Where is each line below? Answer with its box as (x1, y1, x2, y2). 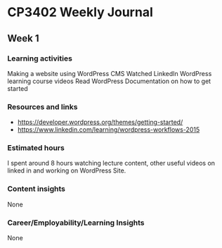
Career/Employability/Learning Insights (7, 218, 145, 228)
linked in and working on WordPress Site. (7, 166, 126, 175)
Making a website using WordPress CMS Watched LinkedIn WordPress (7, 69, 212, 77)
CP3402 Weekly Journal (7, 4, 153, 20)
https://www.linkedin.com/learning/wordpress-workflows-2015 (17, 125, 200, 134)
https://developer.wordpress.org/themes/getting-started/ (17, 118, 183, 127)
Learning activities (7, 54, 72, 63)
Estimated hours (7, 143, 65, 153)
